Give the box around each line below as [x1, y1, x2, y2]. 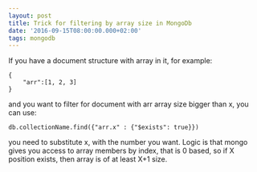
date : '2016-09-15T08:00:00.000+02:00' [8, 26, 142, 34]
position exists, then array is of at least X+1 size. [8, 154, 168, 164]
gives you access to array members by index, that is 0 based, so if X [8, 146, 235, 156]
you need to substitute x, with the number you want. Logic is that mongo [8, 138, 248, 147]
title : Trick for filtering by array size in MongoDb [8, 19, 193, 27]
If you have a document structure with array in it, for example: [8, 56, 213, 66]
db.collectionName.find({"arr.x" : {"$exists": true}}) [8, 123, 199, 132]
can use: [8, 108, 38, 118]
